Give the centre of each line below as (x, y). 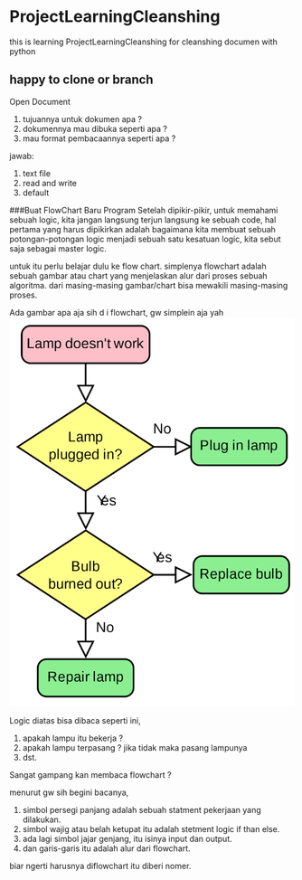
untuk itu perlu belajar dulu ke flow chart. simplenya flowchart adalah (138, 266)
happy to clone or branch (81, 80)
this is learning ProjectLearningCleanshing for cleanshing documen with (143, 42)
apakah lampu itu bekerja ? (73, 738)
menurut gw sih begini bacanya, (69, 792)
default (36, 193)
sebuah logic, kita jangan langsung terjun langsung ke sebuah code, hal (143, 220)
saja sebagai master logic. (58, 248)
